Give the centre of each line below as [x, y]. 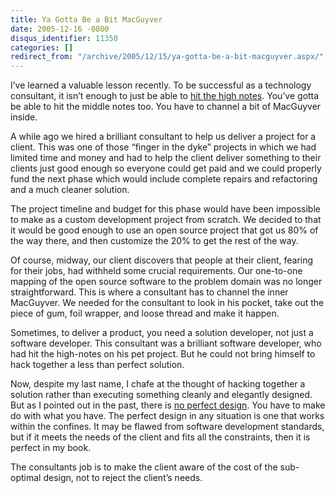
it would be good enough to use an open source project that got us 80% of [164, 230]
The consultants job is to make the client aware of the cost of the [144, 467]
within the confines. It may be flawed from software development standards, [167, 427]
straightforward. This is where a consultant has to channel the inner [149, 292]
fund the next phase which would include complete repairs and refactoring [164, 179]
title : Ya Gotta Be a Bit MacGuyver [86, 19]
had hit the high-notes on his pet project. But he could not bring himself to [163, 354]
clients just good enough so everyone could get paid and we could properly [166, 168]
